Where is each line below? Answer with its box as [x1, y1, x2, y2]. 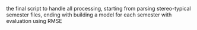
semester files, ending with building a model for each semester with [6, 11, 172, 18]
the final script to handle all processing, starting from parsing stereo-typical [6, 5, 191, 12]
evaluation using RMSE [6, 18, 62, 24]
